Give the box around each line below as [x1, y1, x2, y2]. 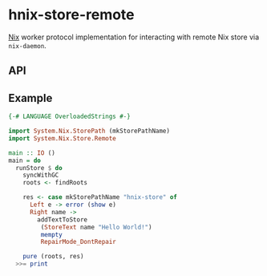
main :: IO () [8, 148, 56, 157]
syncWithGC [22, 171, 59, 180]
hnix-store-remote [8, 6, 135, 24]
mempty [40, 230, 63, 238]
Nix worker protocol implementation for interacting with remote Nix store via [8, 32, 260, 42]
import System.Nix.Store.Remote [8, 134, 116, 142]
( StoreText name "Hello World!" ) [40, 223, 152, 231]
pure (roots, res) [22, 253, 84, 261]
